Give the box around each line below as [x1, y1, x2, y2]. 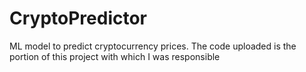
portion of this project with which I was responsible [9, 50, 221, 62]
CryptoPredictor [9, 7, 148, 30]
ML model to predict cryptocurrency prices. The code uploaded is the [9, 40, 297, 52]
